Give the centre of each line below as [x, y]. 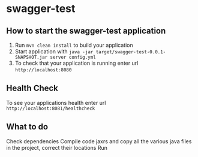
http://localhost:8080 [43, 70]
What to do [27, 127]
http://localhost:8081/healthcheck [51, 108]
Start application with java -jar [54, 52]
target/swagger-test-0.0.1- [131, 52]
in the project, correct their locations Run [57, 147]
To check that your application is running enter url [76, 63]
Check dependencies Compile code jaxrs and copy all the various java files [99, 141]
